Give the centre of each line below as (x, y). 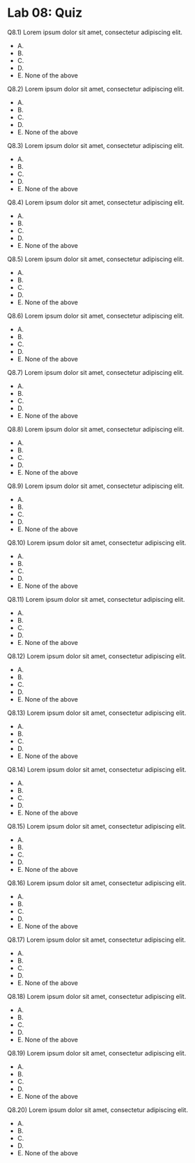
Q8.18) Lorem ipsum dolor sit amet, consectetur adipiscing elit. (97, 996)
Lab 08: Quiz (45, 13)
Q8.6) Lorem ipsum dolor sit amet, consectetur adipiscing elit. (96, 316)
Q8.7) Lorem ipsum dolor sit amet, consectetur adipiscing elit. (96, 372)
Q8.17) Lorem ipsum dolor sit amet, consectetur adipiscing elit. (96, 940)
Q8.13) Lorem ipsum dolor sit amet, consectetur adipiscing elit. (97, 713)
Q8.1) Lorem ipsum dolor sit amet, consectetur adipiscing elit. (95, 32)
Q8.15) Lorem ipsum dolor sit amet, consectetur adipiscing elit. (97, 826)
